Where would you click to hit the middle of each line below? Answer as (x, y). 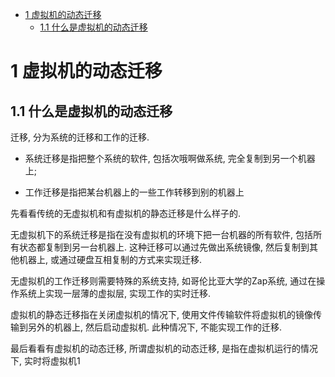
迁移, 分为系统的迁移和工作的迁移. (80, 137)
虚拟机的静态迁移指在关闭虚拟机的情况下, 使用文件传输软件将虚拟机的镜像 (161, 314)
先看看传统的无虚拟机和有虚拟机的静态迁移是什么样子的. (126, 213)
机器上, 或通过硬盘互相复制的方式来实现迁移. (110, 259)
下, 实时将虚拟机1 (45, 361)
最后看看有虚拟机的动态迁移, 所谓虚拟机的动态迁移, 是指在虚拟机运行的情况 (164, 348)
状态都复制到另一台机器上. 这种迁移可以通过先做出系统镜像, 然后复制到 (164, 247)
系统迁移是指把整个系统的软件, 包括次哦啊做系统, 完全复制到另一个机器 (170, 158)
